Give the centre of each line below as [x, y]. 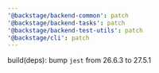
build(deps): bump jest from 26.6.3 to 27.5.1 [79, 60]
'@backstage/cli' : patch [48, 38]
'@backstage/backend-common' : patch [68, 15]
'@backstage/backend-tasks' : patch [66, 23]
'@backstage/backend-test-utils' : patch [76, 30]
